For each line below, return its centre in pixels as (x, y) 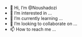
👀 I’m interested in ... (31, 13)
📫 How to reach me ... (33, 29)
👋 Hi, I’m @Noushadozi (33, 8)
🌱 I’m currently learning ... (36, 18)
